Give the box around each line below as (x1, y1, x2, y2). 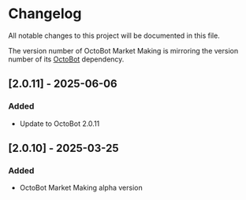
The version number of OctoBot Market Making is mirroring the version (8, 46, 239, 55)
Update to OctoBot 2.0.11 (19, 119, 100, 128)
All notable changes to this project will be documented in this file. (8, 31, 221, 40)
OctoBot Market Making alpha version (19, 183, 143, 193)
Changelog (8, 5, 82, 23)
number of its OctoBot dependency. (8, 54, 125, 64)
